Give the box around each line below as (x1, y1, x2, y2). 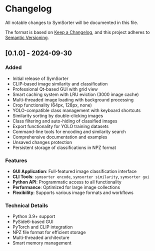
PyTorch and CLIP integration (12, 224, 73, 230)
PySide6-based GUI (12, 218, 54, 225)
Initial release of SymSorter (12, 75, 68, 81)
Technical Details (5, 202, 48, 209)
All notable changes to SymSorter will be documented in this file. (5, 19, 138, 25)
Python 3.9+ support (12, 213, 55, 219)
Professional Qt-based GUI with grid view (12, 86, 98, 92)
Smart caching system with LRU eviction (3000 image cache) (12, 91, 139, 97)
